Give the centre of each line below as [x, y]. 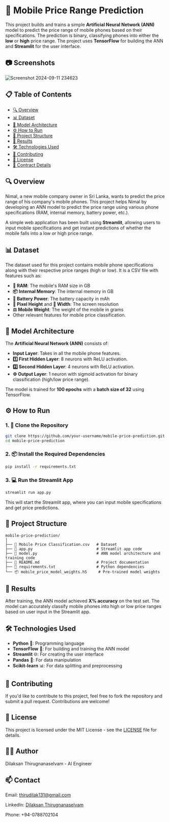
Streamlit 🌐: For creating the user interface [58, 654]
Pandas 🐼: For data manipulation [47, 660]
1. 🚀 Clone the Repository [37, 425]
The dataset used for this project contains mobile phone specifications [79, 265]
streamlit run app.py [28, 492]
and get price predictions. [32, 507]
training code [20, 558]
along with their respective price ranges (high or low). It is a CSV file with [82, 271]
